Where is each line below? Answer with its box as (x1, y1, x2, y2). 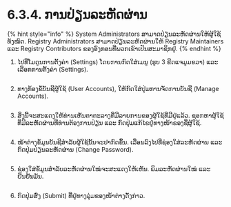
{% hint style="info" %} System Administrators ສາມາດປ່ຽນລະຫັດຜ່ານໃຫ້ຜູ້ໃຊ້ (7, 30, 221, 38)
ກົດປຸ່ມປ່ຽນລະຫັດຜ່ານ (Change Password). (17, 145, 134, 153)
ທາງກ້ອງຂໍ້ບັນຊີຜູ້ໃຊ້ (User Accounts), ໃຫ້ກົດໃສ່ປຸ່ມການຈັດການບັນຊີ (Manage (17, 84, 219, 92)
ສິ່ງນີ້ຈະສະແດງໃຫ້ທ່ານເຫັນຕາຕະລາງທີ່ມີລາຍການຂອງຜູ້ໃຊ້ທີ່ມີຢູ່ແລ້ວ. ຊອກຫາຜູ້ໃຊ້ (17, 111, 224, 119)
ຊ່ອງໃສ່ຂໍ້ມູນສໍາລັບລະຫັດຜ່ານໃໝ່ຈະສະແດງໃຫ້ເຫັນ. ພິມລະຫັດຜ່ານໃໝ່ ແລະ (17, 164, 211, 172)
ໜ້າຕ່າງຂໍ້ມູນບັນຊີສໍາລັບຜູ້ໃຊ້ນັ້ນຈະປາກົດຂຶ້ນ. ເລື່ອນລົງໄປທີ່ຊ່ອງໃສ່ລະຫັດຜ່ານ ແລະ (17, 138, 223, 146)
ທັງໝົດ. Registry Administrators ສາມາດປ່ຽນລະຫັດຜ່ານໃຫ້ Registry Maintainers (7, 37, 224, 45)
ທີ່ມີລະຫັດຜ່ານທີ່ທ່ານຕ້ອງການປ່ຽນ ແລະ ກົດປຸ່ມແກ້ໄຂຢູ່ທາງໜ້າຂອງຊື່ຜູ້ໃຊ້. (17, 118, 202, 127)
